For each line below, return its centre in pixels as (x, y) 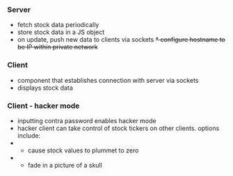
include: (29, 135)
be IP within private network (57, 47)
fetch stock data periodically (58, 25)
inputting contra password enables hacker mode (87, 120)
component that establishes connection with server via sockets (108, 80)
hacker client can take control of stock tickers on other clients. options (118, 128)
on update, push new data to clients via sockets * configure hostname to (121, 40)
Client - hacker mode (43, 106)
